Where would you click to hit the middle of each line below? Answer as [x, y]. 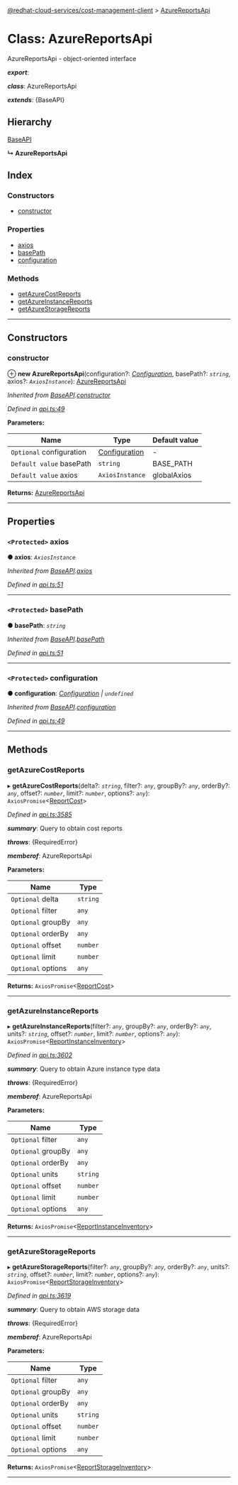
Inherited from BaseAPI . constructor [59, 395]
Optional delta [35, 899]
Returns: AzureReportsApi [46, 492]
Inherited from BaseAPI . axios [50, 571]
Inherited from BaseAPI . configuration [62, 707]
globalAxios [172, 475]
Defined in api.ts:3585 [40, 814]
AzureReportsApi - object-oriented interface [72, 58]
